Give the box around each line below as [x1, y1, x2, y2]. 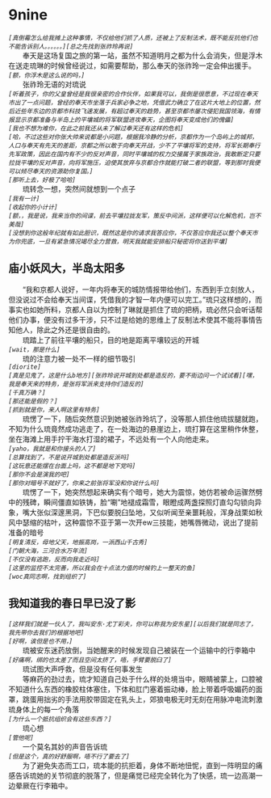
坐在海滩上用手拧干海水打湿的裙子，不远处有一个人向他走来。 [8, 434, 214, 444]
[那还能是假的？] [8, 397, 58, 405]
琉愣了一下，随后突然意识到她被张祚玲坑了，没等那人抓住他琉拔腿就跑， [23, 414, 263, 424]
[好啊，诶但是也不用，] [8, 637, 73, 645]
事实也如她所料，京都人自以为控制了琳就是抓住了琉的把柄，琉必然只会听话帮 [8, 305, 263, 315]
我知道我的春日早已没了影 [8, 597, 135, 610]
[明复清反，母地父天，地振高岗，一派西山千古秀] [8, 538, 148, 547]
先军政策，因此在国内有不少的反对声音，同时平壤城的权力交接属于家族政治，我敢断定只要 [8, 150, 261, 158]
